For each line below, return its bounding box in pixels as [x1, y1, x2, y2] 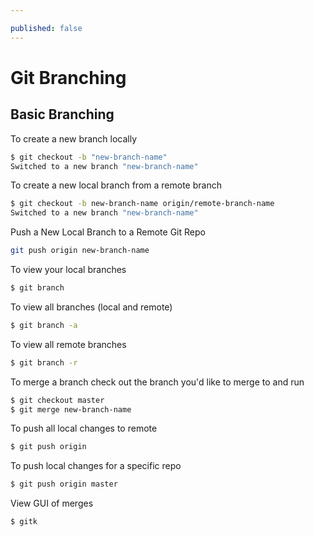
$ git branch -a [10, 320, 78, 330]
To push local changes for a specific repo [10, 460, 182, 472]
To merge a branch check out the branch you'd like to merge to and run [10, 376, 305, 388]
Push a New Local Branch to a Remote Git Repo [10, 226, 206, 238]
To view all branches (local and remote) [10, 301, 173, 313]
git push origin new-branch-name [10, 246, 150, 256]
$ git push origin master [10, 479, 118, 490]
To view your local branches [10, 264, 127, 275]
